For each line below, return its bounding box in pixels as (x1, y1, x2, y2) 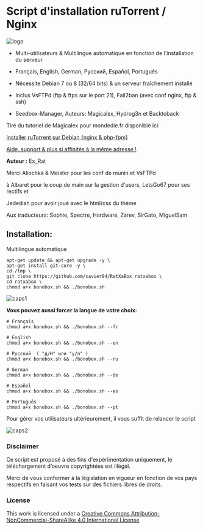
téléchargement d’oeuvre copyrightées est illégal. (6, 462, 131, 470)
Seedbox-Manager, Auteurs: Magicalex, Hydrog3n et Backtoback (15, 110, 179, 117)
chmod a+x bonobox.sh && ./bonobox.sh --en (6, 340, 119, 346)
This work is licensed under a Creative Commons (6, 510, 130, 517)
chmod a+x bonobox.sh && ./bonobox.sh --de (6, 372, 119, 378)
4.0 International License (77, 516, 140, 524)
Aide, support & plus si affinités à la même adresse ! (6, 145, 137, 152)
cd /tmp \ (6, 268, 32, 274)
